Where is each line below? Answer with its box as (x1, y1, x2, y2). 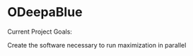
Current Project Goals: (7, 27, 73, 36)
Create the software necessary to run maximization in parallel (7, 41, 187, 49)
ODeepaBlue (7, 4, 83, 20)
